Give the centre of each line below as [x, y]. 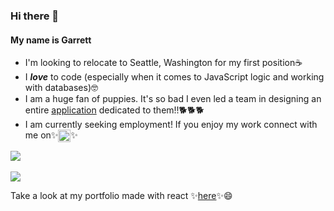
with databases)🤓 [61, 88]
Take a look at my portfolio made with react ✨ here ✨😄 [121, 196]
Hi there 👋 [35, 16]
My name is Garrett [51, 40]
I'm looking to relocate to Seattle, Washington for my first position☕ [163, 63]
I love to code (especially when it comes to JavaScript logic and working [174, 77]
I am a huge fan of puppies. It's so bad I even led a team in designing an [173, 99]
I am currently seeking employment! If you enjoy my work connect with [171, 125]
